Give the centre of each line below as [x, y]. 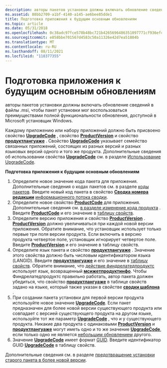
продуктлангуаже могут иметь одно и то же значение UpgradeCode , [87, 329]
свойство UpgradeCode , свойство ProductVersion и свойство [72, 136]
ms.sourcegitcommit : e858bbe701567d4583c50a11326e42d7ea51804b [72, 38]
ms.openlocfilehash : [27, 33]
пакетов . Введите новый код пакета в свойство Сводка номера [80, 192]
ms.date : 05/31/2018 [27, 28]
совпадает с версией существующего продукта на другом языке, [82, 313]
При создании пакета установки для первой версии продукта [78, 298]
